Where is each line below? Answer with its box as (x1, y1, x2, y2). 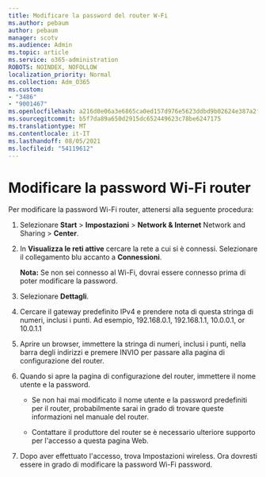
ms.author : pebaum (8, 19, 69, 27)
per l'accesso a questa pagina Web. (31, 436, 149, 445)
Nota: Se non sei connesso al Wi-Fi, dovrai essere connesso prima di (19, 267, 246, 278)
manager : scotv (8, 33, 59, 42)
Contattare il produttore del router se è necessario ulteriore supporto (31, 428, 256, 437)
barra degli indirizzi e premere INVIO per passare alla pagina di (19, 348, 226, 357)
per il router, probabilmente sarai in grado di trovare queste (31, 404, 224, 414)
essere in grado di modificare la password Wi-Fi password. (19, 460, 212, 469)
